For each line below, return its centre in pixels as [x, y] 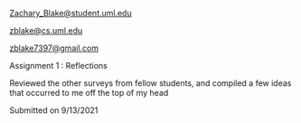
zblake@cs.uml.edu [46, 30]
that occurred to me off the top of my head [89, 93]
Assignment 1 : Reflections [59, 66]
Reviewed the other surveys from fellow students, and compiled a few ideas [150, 83]
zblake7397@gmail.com [54, 48]
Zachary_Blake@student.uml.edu [71, 13]
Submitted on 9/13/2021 [54, 110]
